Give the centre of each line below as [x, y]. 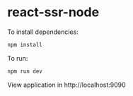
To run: [18, 58]
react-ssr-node [53, 12]
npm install [25, 44]
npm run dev [25, 71]
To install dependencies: [43, 32]
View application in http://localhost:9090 [66, 85]
